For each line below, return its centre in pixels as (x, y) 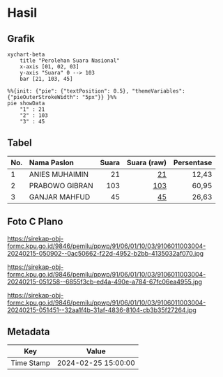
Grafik (21, 39)
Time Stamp (31, 363)
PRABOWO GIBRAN (61, 185)
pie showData (26, 103)
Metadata (29, 332)
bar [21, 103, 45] (46, 79)
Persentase (193, 162)
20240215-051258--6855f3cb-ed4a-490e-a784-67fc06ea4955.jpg (105, 282)
